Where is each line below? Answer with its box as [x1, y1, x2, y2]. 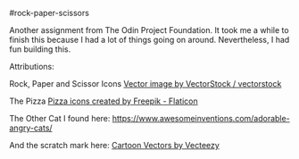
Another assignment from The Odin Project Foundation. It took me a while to [9, 25, 289, 35]
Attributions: [9, 62, 55, 71]
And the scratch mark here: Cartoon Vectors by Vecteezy [9, 140, 220, 150]
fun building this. [9, 44, 71, 54]
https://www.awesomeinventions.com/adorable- [112, 113, 290, 123]
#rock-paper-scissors [9, 8, 89, 18]
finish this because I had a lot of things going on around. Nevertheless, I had [9, 35, 290, 45]
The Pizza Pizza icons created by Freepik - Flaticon [9, 96, 198, 106]
